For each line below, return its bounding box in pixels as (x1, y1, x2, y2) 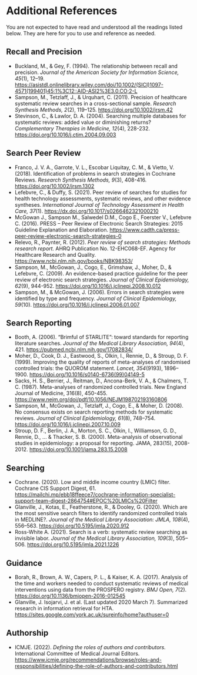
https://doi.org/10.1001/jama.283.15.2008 (29, 446, 128, 453)
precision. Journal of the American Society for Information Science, (14, 69, 179, 76)
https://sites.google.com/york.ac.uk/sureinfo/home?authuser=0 (14, 611, 169, 618)
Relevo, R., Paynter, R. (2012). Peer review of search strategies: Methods (14, 239, 191, 246)
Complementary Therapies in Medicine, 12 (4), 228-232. (14, 125, 150, 132)
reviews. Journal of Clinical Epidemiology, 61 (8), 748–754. (14, 415, 156, 422)
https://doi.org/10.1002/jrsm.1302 (14, 182, 95, 189)
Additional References (6, 4, 118, 18)
